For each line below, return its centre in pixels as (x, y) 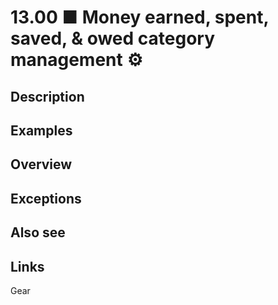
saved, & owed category (113, 38)
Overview (41, 164)
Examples (41, 130)
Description (47, 96)
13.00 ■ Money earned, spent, (139, 17)
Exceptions (46, 198)
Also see (38, 232)
